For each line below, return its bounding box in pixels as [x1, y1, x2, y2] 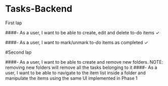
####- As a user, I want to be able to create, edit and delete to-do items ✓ [5, 29, 160, 35]
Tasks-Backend [5, 3, 73, 15]
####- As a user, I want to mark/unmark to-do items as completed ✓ [5, 39, 148, 46]
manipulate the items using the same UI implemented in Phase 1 [5, 75, 138, 81]
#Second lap [5, 49, 32, 55]
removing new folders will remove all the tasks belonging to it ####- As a [5, 64, 157, 70]
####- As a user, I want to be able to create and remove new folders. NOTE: [5, 59, 163, 65]
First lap [5, 20, 22, 26]
